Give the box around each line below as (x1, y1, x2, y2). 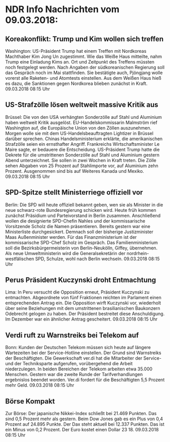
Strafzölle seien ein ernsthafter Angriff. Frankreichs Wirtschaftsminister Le (5, 141, 160, 147)
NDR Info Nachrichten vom (5, 4, 120, 15)
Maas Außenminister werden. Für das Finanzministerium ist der (5, 234, 137, 240)
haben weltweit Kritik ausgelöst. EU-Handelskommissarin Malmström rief (5, 119, 158, 125)
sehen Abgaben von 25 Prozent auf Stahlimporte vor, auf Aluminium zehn (5, 163, 158, 169)
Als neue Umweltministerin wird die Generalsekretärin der (5, 250, 125, 256)
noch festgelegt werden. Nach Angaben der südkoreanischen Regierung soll (5, 65, 165, 70)
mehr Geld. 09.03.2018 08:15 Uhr (5, 382, 74, 388)
